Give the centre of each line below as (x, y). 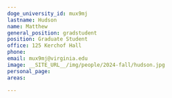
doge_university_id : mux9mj (48, 13)
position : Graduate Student (48, 39)
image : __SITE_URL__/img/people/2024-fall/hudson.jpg (86, 65)
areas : (17, 78)
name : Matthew (28, 26)
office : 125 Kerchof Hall (44, 46)
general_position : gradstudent (52, 33)
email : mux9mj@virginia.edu (48, 59)
